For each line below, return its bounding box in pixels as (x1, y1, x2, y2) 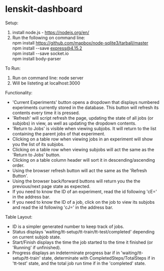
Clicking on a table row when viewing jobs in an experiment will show (12, 136, 153, 142)
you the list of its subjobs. (12, 141, 65, 147)
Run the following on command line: (12, 35, 85, 41)
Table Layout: (5, 214, 33, 220)
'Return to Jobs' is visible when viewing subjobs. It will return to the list (12, 125, 157, 132)
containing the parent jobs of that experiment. (12, 131, 106, 136)
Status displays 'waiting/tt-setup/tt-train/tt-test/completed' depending (12, 228, 155, 234)
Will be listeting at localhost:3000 (12, 80, 80, 86)
